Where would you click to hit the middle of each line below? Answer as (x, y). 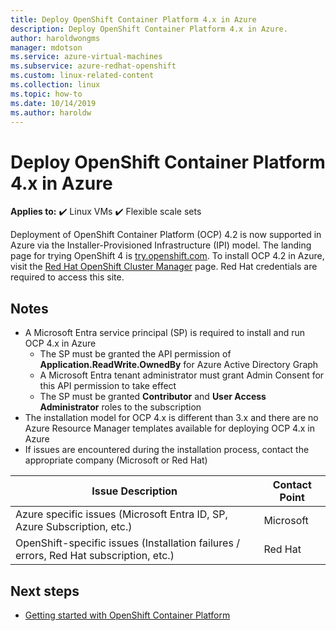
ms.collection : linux (55, 85)
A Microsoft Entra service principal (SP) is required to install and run (164, 333)
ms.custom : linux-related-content (82, 76)
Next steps (45, 591)
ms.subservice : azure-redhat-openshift (93, 66)
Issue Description (134, 491)
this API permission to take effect (108, 386)
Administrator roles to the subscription (120, 407)
